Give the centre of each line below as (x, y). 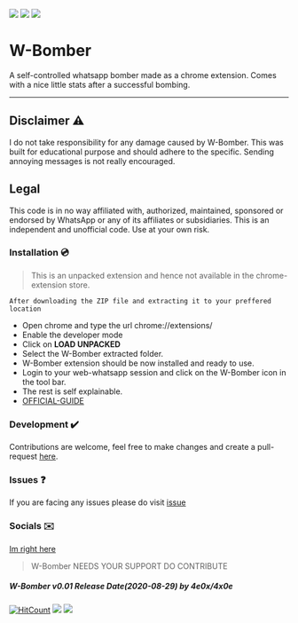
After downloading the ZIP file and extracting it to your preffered (141, 301)
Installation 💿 (39, 253)
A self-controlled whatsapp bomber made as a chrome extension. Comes (143, 75)
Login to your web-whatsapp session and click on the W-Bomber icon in (154, 372)
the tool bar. (44, 382)
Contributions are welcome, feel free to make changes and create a (132, 447)
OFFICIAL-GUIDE (53, 400)
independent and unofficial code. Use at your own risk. (110, 229)
